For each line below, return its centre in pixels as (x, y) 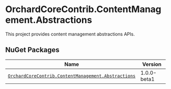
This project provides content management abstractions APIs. (70, 34)
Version (152, 64)
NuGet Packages (32, 50)
